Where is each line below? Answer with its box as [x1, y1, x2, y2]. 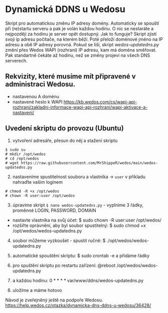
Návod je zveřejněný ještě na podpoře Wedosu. [5, 297, 103, 303]
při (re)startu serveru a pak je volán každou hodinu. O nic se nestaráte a [5, 25, 154, 31]
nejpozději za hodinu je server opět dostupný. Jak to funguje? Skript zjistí [5, 31, 157, 37]
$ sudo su [5, 147, 26, 152]
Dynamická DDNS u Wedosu [5, 4, 125, 15]
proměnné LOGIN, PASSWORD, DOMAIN [12, 207, 96, 213]
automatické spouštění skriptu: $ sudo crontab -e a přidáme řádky [12, 253, 149, 259]
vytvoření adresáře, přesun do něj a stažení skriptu [12, 137, 118, 143]
